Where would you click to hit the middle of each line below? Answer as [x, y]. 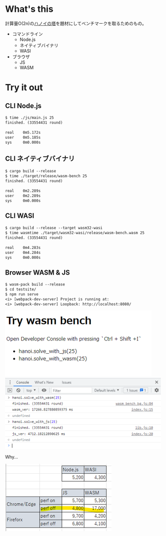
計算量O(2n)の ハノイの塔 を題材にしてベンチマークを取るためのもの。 [76, 23]
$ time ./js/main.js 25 [30, 118]
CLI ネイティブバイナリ [40, 159]
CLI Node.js [23, 105]
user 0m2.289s [23, 196]
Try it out [24, 88]
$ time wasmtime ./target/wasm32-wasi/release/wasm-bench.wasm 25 [75, 233]
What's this [29, 9]
